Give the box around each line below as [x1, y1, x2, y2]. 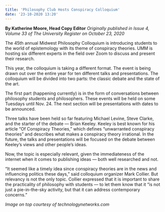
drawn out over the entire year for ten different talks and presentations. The [5, 70, 159, 76]
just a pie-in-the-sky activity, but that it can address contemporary [5, 186, 140, 192]
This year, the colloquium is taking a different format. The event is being [5, 65, 151, 71]
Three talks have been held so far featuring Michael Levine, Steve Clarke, [5, 115, 154, 121]
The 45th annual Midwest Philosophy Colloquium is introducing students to [5, 40, 158, 46]
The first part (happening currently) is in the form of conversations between [5, 90, 159, 96]
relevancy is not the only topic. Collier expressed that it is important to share [5, 176, 160, 182]
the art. [5, 80, 20, 86]
